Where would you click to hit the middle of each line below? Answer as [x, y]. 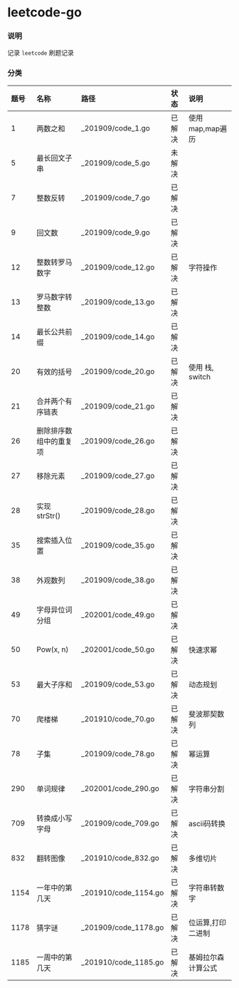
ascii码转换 [207, 823]
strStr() [49, 515]
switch [200, 376]
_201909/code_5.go [116, 163]
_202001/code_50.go [118, 649]
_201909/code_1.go [116, 128]
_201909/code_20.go [118, 371]
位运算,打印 [207, 922]
